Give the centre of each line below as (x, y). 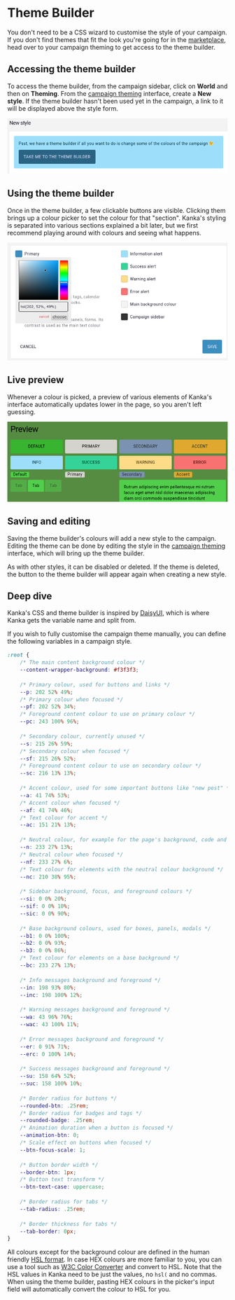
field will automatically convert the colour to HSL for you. (89, 1289)
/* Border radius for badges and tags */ (81, 1113)
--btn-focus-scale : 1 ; (53, 1150)
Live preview (36, 380)
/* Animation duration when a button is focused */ (97, 1128)
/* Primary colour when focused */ (72, 699)
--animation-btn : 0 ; (50, 1135)
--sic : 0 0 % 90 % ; (45, 913)
